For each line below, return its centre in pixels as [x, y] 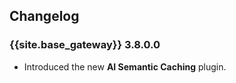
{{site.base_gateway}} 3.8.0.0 [85, 45]
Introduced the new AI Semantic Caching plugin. [125, 66]
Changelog [44, 16]
